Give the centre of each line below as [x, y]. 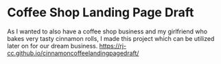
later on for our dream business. [53, 46]
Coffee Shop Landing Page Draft [101, 13]
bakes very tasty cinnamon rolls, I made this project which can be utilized [111, 38]
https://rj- [113, 46]
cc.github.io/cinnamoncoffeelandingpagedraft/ [73, 53]
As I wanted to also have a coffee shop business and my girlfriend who [107, 31]
